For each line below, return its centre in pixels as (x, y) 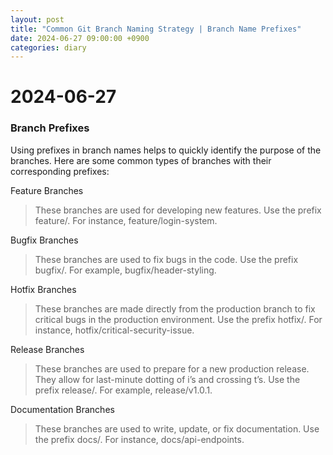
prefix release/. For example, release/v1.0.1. (123, 390)
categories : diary (48, 47)
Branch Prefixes (50, 128)
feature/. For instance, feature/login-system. (126, 220)
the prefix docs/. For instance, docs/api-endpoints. (139, 439)
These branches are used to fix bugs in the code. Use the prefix (166, 259)
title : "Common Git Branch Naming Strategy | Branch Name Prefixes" (156, 29)
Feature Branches (47, 190)
